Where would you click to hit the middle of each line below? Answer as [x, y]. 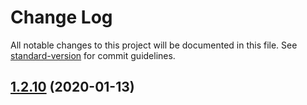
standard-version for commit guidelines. [93, 55]
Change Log [61, 17]
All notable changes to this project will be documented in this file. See [154, 45]
